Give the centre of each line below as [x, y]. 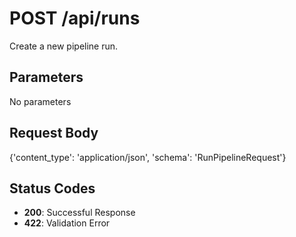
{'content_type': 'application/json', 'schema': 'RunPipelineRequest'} [148, 157]
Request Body [54, 133]
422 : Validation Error [67, 223]
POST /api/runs [75, 18]
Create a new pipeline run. [64, 46]
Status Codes [52, 188]
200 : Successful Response [79, 213]
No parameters [40, 101]
